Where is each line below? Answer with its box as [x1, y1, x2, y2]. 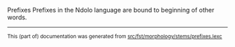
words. [7, 13, 27, 21]
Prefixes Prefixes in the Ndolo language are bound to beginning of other [7, 6, 215, 14]
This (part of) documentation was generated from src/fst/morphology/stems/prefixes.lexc [7, 33, 222, 40]
